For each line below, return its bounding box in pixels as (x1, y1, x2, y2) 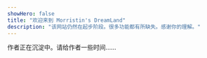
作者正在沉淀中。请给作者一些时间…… (7, 43, 117, 52)
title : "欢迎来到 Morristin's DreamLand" (7, 17, 126, 24)
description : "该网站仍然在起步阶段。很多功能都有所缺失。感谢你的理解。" (7, 23, 201, 30)
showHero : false (7, 10, 55, 17)
